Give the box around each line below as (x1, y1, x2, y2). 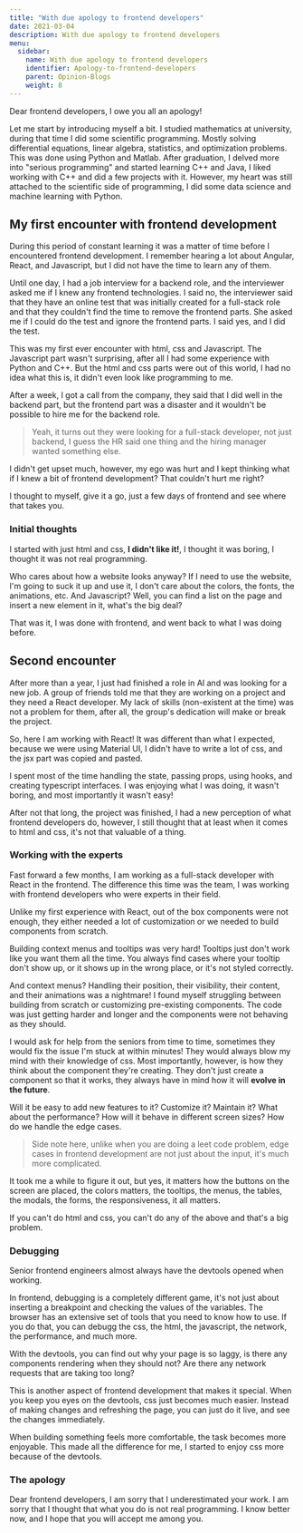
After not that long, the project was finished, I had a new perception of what (9, 807, 291, 818)
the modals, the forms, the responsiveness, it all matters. (9, 1194, 222, 1206)
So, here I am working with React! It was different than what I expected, (9, 733, 276, 744)
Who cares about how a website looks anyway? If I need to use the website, (9, 570, 292, 581)
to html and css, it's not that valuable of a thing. (9, 826, 187, 837)
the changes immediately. (9, 1414, 106, 1425)
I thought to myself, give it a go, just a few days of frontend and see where (9, 490, 287, 501)
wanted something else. (31, 446, 121, 457)
